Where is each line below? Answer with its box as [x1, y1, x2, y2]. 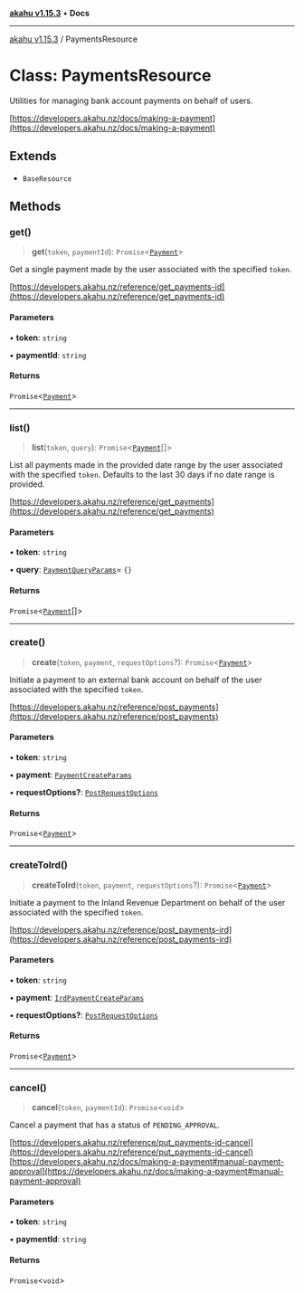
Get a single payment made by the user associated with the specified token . [9, 264, 292, 275]
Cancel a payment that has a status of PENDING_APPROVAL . [9, 1119, 220, 1130]
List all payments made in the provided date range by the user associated [9, 460, 283, 471]
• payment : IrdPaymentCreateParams [9, 992, 145, 1003]
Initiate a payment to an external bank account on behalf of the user [9, 674, 262, 685]
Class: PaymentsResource [9, 65, 212, 86]
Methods [9, 199, 62, 214]
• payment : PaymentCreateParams [9, 769, 133, 781]
